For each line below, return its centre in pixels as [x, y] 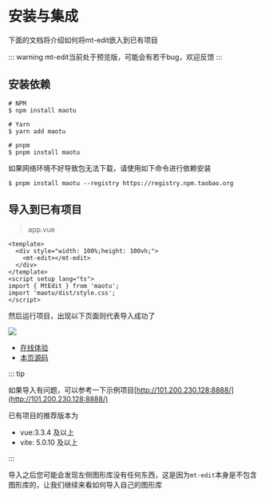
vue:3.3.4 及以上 [47, 432]
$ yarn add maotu [37, 131]
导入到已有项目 [45, 209]
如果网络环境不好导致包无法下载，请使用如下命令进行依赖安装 [110, 168]
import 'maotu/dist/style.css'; [62, 293]
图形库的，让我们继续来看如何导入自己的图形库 [85, 484]
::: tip [17, 373]
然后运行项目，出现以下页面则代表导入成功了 [82, 315]
